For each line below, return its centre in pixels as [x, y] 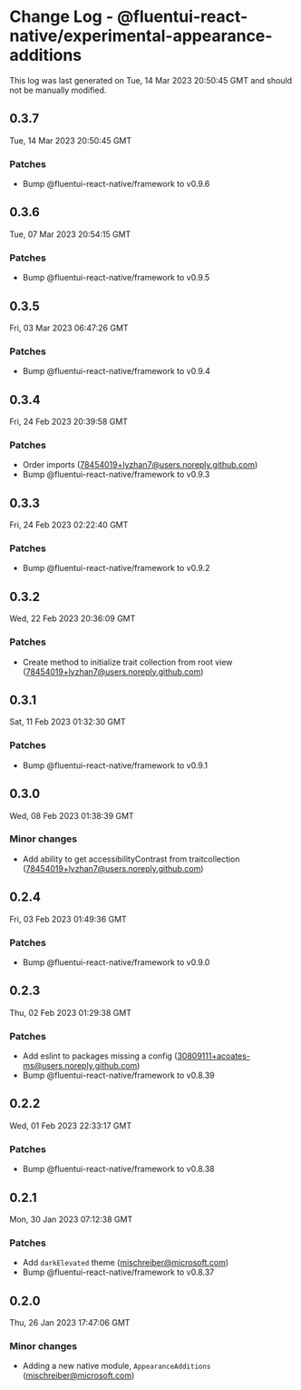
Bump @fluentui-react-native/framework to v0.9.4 [117, 371]
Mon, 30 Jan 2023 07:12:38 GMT [71, 1219]
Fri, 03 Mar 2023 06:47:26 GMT [69, 328]
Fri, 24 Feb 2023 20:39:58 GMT [69, 422]
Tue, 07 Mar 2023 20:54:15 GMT [70, 234]
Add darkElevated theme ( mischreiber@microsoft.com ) [126, 1263]
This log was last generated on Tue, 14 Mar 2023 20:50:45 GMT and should [151, 80]
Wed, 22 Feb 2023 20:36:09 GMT [73, 618]
